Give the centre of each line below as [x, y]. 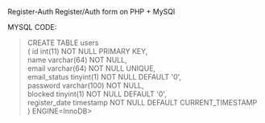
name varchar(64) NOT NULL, [77, 60]
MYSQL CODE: [32, 27]
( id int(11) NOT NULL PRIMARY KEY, [87, 51]
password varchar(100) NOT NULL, [85, 85]
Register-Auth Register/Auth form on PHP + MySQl [91, 12]
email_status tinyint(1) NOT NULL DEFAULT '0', [104, 77]
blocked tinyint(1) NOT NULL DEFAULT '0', [97, 94]
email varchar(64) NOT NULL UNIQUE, [91, 68]
